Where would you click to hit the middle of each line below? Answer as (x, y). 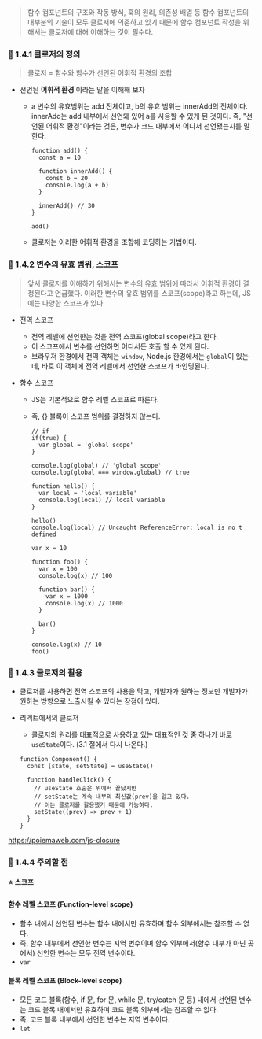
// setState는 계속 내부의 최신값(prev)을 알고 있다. (112, 797)
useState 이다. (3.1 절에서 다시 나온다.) (89, 744)
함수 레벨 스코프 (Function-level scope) (71, 904)
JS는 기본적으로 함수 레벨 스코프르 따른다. (95, 399)
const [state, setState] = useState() (90, 766)
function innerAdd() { (75, 172)
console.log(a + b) (78, 185)
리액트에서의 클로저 (49, 717)
